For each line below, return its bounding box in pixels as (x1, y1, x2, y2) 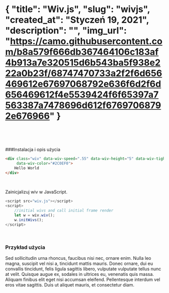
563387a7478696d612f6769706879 (5, 100, 161, 111)
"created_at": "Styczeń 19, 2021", (5, 14, 149, 26)
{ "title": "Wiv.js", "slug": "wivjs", (5, 4, 150, 15)
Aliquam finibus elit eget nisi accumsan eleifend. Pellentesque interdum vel (5, 276, 160, 282)
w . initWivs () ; (14, 217, 44, 222)
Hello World (14, 165, 39, 170)
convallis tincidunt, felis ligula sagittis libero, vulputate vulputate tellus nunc (5, 265, 161, 272)
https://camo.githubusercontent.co (10, 36, 162, 47)
